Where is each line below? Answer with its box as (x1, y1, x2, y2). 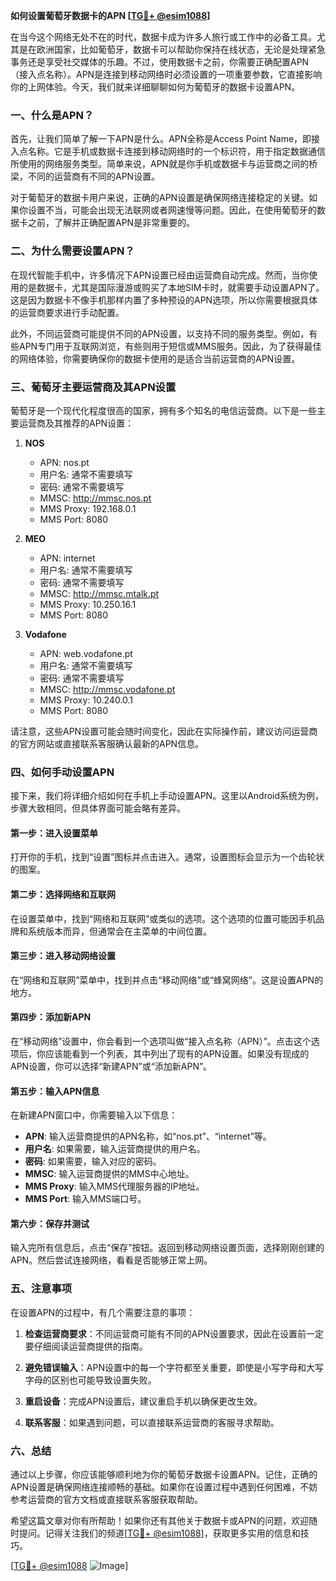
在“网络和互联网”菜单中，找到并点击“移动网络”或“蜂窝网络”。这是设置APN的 (10, 974, 324, 986)
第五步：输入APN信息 (10, 1085, 100, 1097)
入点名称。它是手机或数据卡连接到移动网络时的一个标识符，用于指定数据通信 (10, 145, 326, 158)
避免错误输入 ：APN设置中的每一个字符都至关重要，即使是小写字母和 (24, 1361, 307, 1373)
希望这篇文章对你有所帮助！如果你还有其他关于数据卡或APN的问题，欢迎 (10, 1515, 310, 1526)
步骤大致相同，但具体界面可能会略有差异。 (10, 802, 186, 814)
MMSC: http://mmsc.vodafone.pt (39, 683, 176, 695)
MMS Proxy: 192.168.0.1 (39, 502, 137, 514)
